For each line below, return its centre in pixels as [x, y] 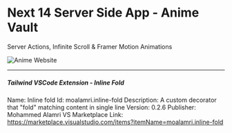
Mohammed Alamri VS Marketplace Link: [65, 114]
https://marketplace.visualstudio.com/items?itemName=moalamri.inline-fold [115, 122]
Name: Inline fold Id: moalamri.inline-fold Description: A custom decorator [112, 100]
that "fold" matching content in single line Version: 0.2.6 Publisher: [102, 107]
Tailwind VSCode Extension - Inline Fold [66, 82]
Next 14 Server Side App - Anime [103, 13]
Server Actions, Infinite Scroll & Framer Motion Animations [90, 46]
